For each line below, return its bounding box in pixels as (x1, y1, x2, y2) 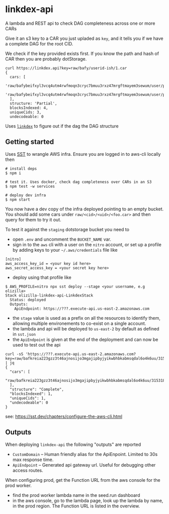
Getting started (5, 138, 54, 146)
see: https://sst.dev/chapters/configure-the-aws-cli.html (5, 413, 122, 419)
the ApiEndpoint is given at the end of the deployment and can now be (12, 336, 158, 342)
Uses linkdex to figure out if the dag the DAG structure (5, 123, 119, 129)
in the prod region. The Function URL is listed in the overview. (12, 503, 140, 509)
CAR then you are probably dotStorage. (5, 55, 87, 62)
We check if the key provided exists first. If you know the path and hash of (5, 50, 159, 56)
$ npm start (5, 197, 30, 202)
